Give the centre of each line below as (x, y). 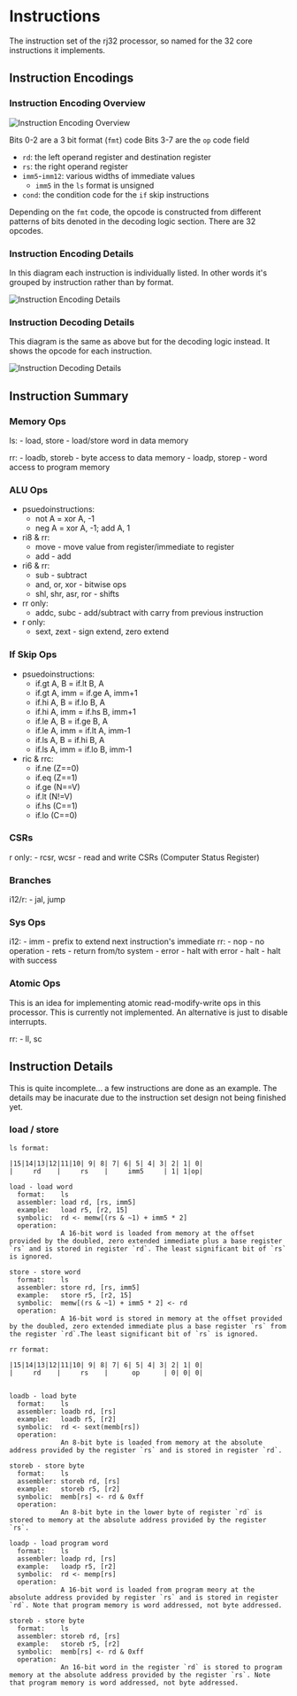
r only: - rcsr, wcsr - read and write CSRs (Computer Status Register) (134, 857)
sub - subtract (61, 575)
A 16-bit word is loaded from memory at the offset (157, 1233)
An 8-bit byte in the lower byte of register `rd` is (162, 1512)
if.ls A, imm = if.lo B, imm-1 (84, 749)
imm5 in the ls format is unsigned (95, 185)
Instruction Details (61, 1067)
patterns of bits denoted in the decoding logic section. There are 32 (133, 221)
